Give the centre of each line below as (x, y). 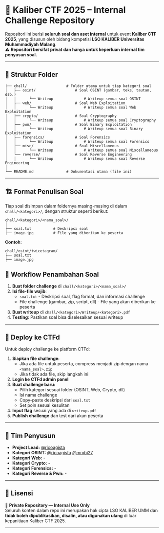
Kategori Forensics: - (34, 468)
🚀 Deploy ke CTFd (32, 337)
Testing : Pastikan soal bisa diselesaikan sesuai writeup (68, 317)
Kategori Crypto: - (31, 463)
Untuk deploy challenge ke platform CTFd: (48, 349)
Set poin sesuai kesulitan (44, 405)
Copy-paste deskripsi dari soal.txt (55, 400)
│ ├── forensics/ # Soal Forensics (58, 137)
